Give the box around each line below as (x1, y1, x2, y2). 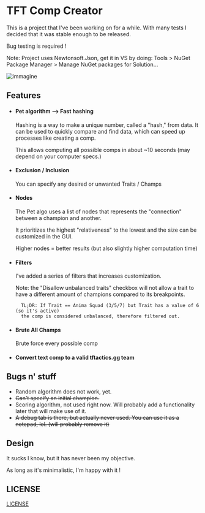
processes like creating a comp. (15, 134, 96, 142)
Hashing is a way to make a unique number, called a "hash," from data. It (15, 121, 199, 129)
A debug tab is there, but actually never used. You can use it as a (15, 414, 179, 421)
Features (6, 90, 41, 101)
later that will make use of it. (15, 407, 87, 414)
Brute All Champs (15, 326, 61, 333)
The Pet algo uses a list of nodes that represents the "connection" (15, 208, 182, 215)
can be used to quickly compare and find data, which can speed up (15, 127, 185, 135)
